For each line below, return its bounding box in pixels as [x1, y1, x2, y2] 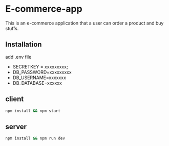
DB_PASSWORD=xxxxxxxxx [12, 69, 72, 75]
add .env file [5, 54, 32, 60]
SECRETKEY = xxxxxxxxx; [12, 63, 68, 69]
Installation [5, 40, 42, 49]
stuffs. [5, 25, 19, 31]
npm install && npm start [5, 108, 60, 113]
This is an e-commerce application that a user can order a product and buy [5, 20, 164, 26]
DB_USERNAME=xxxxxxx [12, 75, 67, 81]
